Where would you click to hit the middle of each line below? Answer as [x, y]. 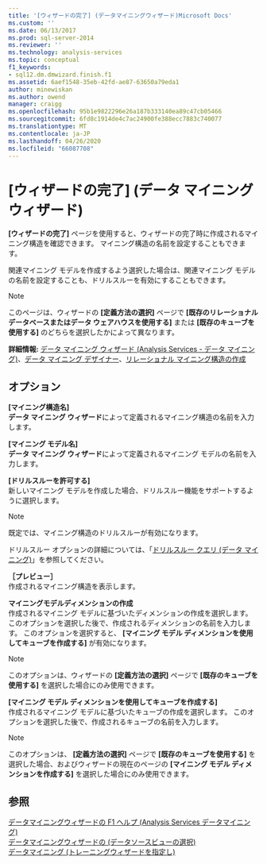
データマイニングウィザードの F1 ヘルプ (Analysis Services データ [116, 822]
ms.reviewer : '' [35, 45]
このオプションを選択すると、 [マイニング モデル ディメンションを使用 [138, 633]
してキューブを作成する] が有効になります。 [79, 643]
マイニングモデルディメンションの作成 [71, 604]
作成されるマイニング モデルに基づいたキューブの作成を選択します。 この [128, 712]
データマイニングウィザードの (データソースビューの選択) [102, 842]
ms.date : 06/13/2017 [43, 30]
